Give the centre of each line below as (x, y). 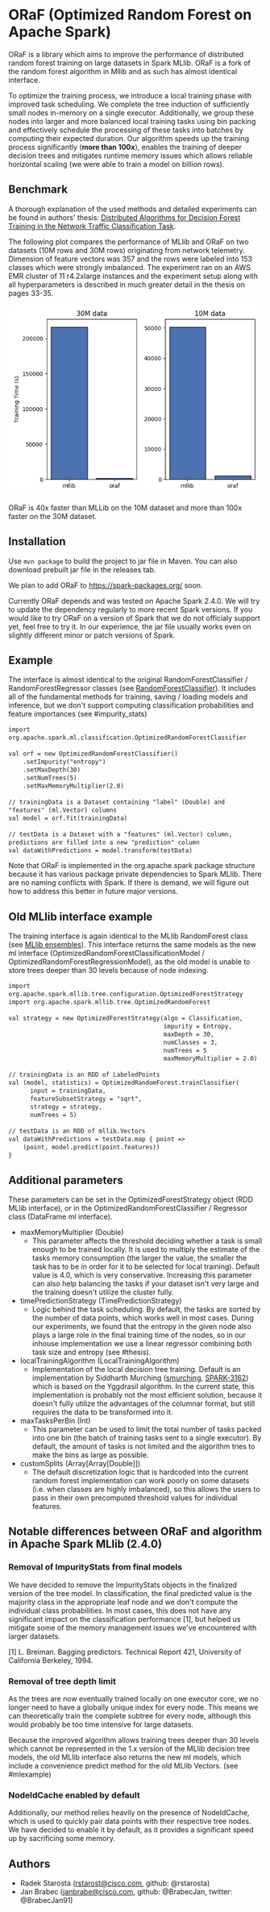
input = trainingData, (68, 1091)
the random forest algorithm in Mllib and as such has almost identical (123, 71)
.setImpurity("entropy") (64, 762)
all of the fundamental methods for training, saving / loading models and (128, 697)
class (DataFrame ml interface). (60, 1216)
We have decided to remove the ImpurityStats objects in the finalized (123, 1585)
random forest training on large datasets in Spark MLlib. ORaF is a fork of (130, 63)
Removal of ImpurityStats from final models (96, 1567)
